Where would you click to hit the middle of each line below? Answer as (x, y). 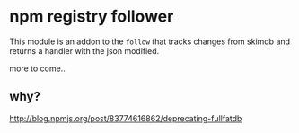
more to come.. (37, 68)
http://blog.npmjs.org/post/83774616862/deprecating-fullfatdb (126, 118)
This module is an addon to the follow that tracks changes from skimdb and (149, 41)
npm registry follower (92, 17)
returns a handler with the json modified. (84, 50)
